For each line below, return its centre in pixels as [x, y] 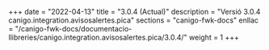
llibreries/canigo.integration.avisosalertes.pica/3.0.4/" [98, 37]
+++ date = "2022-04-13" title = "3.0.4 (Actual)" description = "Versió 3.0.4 [134, 12]
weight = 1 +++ [214, 37]
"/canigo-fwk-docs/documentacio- [74, 29]
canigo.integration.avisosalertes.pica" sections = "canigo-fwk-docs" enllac [134, 20]
